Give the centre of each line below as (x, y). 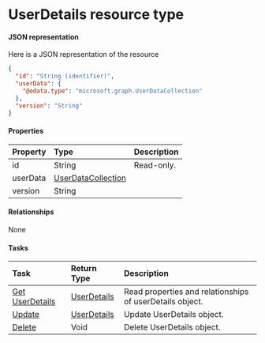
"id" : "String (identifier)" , (65, 77)
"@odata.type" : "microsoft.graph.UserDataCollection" (112, 91)
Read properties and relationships (186, 292)
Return (84, 269)
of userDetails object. (163, 302)
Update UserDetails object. (174, 315)
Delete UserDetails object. (172, 327)
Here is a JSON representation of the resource (84, 55)
